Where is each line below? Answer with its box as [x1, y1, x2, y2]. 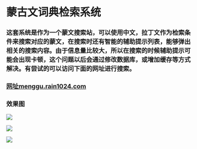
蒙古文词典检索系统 [6, 5, 102, 19]
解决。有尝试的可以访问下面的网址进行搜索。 [6, 64, 136, 73]
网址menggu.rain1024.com [6, 82, 86, 91]
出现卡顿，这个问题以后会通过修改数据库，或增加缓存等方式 [18, 55, 191, 64]
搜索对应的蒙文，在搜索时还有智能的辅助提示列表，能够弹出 [18, 37, 191, 46]
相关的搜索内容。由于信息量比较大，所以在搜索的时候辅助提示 [6, 46, 185, 55]
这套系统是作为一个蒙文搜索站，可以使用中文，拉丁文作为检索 [6, 28, 185, 37]
